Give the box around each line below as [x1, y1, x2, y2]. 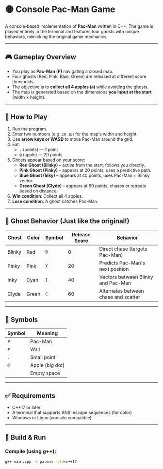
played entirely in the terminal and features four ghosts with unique [5, 28, 139, 34]
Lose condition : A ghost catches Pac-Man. [12, 198, 98, 204]
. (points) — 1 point [19, 147, 58, 152]
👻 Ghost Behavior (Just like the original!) [5, 217, 130, 225]
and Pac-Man [99, 280, 131, 286]
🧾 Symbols [5, 315, 38, 324]
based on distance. [19, 188, 58, 194]
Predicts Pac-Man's [99, 260, 146, 266]
